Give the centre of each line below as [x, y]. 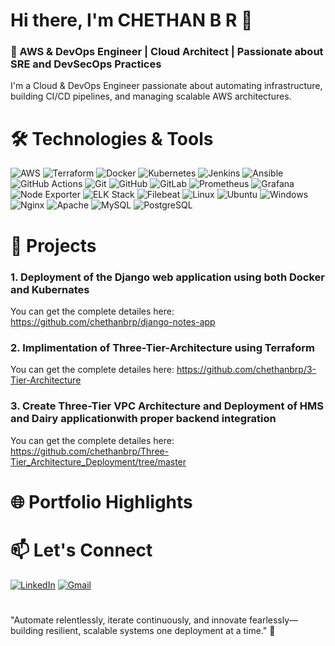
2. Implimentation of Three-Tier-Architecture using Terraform [162, 347]
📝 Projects [53, 245]
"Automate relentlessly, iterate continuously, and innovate [129, 620]
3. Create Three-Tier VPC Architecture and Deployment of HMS [167, 406]
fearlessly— [273, 620]
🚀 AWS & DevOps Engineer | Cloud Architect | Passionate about [167, 52]
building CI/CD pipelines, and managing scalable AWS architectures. [151, 96]
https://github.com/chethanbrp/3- [246, 370]
